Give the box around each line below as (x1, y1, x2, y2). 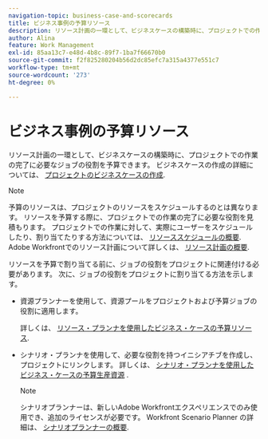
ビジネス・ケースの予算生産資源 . (19, 370, 129, 380)
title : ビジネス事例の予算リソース (8, 19, 111, 27)
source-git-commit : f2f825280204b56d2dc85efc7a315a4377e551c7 (8, 57, 219, 65)
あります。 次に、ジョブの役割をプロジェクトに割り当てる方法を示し (22, 269, 247, 279)
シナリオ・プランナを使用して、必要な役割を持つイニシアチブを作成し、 (19, 350, 258, 360)
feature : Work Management (8, 42, 94, 49)
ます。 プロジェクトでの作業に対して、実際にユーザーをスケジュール (29, 223, 254, 232)
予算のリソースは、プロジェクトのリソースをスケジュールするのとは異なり (8, 203, 252, 212)
